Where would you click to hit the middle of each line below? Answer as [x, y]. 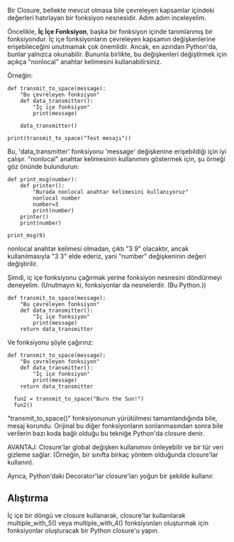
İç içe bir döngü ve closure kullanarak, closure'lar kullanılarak [96, 515]
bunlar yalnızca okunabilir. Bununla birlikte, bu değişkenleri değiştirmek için [117, 54]
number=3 [46, 205]
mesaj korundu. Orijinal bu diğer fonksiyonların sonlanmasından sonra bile [115, 426]
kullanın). [21, 462]
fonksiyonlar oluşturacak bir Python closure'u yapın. [83, 530]
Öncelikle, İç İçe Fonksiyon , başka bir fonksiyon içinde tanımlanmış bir [110, 32]
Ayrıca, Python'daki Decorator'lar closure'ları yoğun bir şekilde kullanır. [111, 476]
